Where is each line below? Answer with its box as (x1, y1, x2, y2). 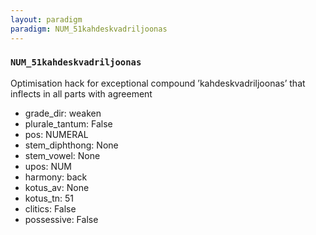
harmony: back (24, 171, 88, 183)
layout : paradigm (10, 14, 83, 25)
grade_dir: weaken (24, 107, 102, 119)
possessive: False (24, 213, 99, 225)
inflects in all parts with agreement (10, 87, 153, 100)
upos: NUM (24, 160, 73, 172)
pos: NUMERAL (24, 128, 89, 140)
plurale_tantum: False (24, 117, 113, 130)
